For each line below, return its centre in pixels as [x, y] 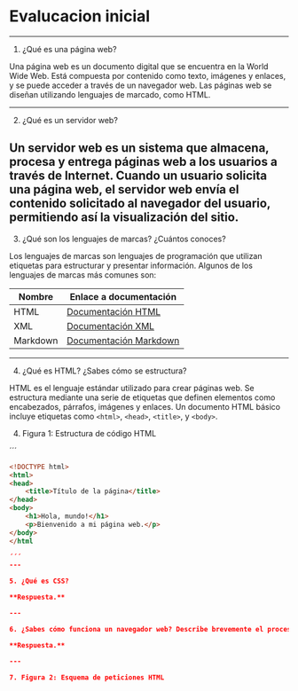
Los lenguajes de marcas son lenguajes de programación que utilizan [136, 255]
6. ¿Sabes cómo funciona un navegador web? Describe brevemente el [137, 629]
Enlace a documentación [123, 296]
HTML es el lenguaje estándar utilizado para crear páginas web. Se [132, 388]
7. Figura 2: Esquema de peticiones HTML [87, 677]
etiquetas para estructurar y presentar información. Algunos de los [131, 265]
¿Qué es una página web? [69, 49]
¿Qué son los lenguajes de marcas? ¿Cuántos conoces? [124, 239]
